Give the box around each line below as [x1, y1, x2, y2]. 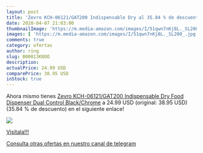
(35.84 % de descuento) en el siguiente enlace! [6, 105, 124, 113]
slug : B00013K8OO [6, 54, 50, 60]
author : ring [6, 48, 39, 54]
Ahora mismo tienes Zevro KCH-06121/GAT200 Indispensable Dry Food [6, 93, 184, 100]
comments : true [6, 37, 45, 43]
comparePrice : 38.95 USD [6, 70, 69, 76]
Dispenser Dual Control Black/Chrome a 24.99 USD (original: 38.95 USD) [6, 99, 188, 106]
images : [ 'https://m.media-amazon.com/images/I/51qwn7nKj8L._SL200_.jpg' [6, 31, 199, 37]
